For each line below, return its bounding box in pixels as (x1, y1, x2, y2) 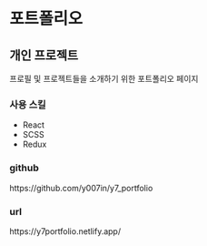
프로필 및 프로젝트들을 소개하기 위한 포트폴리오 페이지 (9, 74, 199, 84)
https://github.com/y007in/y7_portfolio (9, 182, 153, 193)
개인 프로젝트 (9, 47, 79, 63)
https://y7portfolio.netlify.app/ (9, 225, 121, 237)
